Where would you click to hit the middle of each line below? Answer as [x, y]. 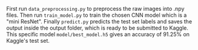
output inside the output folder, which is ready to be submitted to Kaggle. [97, 28]
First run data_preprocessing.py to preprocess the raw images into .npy [95, 9]
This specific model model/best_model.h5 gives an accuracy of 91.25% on [98, 34]
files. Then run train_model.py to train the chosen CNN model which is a [97, 15]
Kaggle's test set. [28, 41]
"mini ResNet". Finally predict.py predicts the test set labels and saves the [99, 21]
